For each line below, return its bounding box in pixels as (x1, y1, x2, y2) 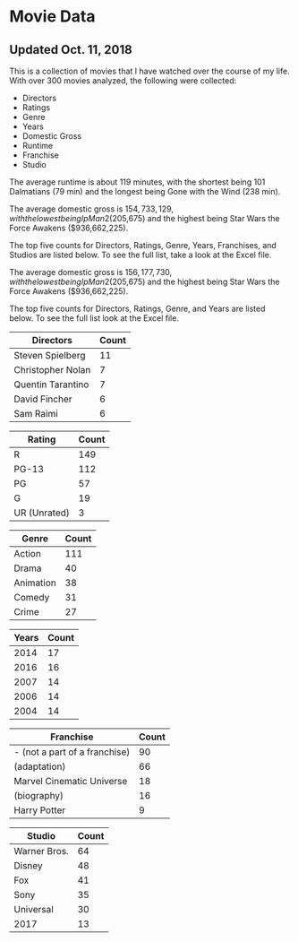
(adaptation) (13, 760, 66, 773)
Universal (13, 903, 54, 915)
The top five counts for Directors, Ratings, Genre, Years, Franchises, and (9, 240, 277, 250)
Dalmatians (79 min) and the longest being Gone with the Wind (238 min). (9, 186, 281, 196)
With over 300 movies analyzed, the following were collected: (9, 75, 237, 86)
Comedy (13, 592, 50, 603)
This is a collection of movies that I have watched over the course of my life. (9, 65, 290, 76)
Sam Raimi (13, 408, 58, 419)
